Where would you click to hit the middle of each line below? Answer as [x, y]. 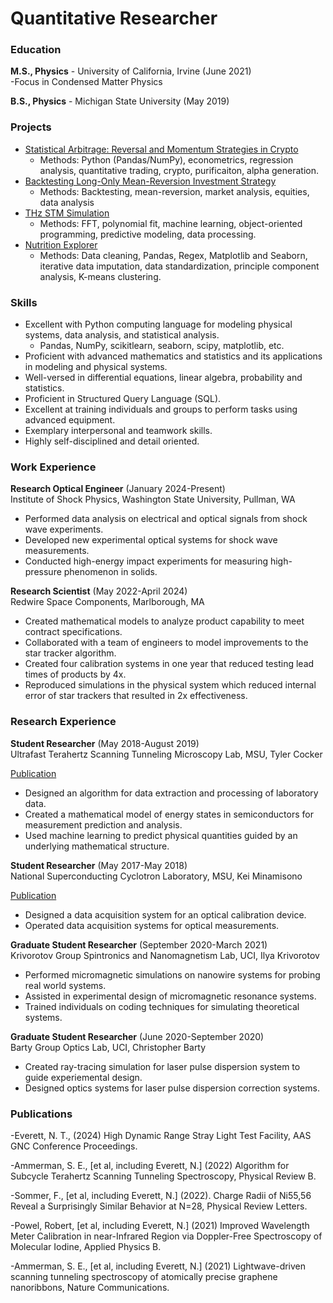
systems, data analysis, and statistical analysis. [122, 335]
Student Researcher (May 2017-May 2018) [99, 865]
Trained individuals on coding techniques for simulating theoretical [162, 1006]
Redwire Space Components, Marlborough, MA [107, 602]
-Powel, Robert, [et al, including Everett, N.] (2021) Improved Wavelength [160, 1225]
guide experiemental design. [83, 1077]
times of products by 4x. [75, 674]
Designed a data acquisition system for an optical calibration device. [165, 914]
